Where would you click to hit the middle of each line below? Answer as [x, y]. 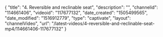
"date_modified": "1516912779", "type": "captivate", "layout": [68, 18]
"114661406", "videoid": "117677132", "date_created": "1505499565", [76, 13]
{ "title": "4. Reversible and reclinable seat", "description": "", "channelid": [81, 7]
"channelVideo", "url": [28, 23]
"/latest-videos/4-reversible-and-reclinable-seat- [103, 23]
